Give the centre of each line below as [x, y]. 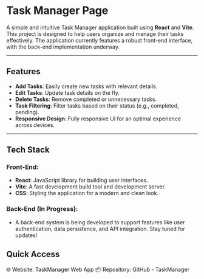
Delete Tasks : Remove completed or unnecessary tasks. [86, 99]
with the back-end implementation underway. [63, 47]
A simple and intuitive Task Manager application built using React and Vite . [100, 27]
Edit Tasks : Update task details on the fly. [67, 92]
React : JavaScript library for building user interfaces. [81, 181]
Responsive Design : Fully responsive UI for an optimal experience [98, 119]
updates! [26, 235]
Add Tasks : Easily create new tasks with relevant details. [86, 86]
